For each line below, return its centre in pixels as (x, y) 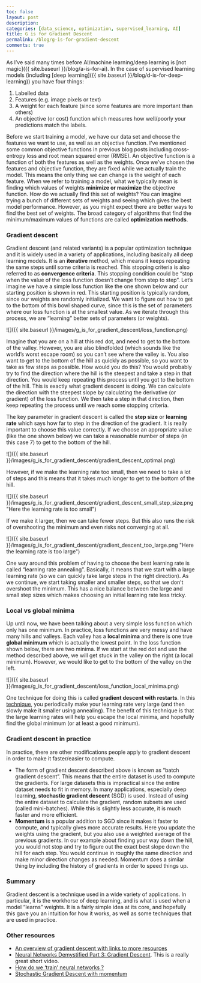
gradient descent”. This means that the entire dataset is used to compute (105, 776)
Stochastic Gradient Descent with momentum (71, 974)
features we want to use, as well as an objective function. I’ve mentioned (96, 143)
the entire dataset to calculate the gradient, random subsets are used (100, 802)
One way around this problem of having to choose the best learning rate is (98, 563)
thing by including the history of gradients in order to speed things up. (101, 865)
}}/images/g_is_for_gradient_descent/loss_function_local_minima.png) (93, 686)
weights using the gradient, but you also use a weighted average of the (103, 834)
